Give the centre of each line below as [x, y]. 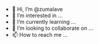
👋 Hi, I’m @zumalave [37, 9]
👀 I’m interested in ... [37, 15]
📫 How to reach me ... [40, 35]
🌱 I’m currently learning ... [44, 22]
